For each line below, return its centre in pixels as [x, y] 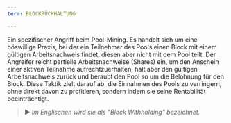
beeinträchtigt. [28, 99]
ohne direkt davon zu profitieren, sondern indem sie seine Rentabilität [106, 91]
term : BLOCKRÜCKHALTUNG [42, 14]
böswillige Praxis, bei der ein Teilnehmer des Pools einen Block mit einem [112, 47]
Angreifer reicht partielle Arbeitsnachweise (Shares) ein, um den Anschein [113, 61]
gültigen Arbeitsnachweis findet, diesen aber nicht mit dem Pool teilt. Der [112, 54]
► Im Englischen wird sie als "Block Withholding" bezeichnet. [112, 112]
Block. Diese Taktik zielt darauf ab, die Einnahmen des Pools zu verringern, [114, 83]
